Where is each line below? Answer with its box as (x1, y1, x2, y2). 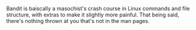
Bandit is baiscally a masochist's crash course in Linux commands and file (6, 5, 191, 12)
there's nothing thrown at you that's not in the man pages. (6, 18, 150, 24)
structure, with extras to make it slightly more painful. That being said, (6, 11, 179, 18)
